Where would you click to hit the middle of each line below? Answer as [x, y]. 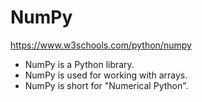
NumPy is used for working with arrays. [106, 75]
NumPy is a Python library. [79, 64]
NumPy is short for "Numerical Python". [106, 85]
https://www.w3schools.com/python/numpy [101, 45]
